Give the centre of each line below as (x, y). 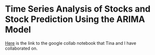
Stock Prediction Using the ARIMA (75, 19)
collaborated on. (21, 48)
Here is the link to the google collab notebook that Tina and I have (71, 43)
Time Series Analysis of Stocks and (78, 9)
